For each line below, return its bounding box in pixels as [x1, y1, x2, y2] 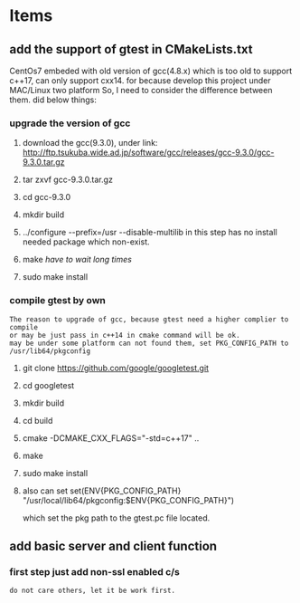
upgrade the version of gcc [9, 117, 131, 129]
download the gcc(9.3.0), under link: [22, 138, 158, 148]
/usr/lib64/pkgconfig [9, 346, 91, 356]
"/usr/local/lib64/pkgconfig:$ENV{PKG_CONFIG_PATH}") [22, 494, 235, 505]
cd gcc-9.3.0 [22, 192, 71, 203]
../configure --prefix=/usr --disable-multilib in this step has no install [22, 227, 277, 238]
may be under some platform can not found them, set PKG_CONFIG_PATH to [9, 339, 289, 348]
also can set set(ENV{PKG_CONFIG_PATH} [22, 485, 182, 496]
